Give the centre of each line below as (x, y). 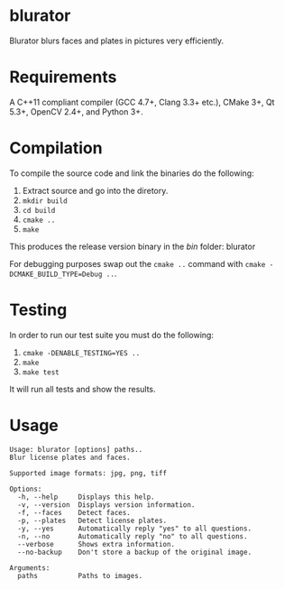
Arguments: (30, 568)
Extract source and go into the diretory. (95, 190)
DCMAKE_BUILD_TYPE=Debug (56, 274)
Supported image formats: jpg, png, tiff (88, 473)
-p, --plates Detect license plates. (92, 520)
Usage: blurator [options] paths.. (76, 449)
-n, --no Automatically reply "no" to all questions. (133, 536)
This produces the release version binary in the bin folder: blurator (133, 246)
